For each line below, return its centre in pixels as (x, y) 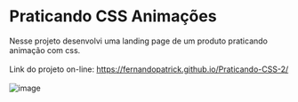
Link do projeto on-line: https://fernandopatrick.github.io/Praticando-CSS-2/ (149, 69)
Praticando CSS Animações (113, 16)
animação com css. (45, 50)
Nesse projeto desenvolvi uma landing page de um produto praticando (139, 41)
